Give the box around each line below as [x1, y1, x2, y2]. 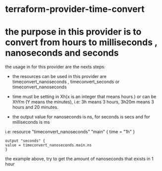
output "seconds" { [5, 138, 46, 144]
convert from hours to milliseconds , [5, 37, 158, 48]
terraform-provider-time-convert [5, 3, 145, 15]
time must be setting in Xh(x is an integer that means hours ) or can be [12, 93, 157, 100]
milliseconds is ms [12, 119, 51, 125]
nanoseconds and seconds [5, 47, 119, 59]
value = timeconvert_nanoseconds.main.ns [5, 143, 92, 148]
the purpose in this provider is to [5, 26, 142, 38]
